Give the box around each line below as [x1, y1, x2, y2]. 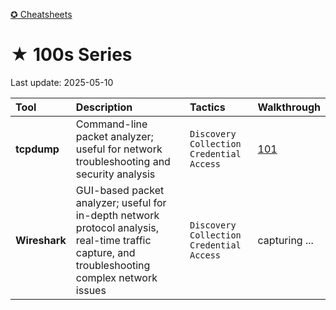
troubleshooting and [75, 154, 171, 168]
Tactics [189, 100, 226, 114]
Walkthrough [257, 100, 321, 114]
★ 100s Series [10, 44, 133, 66]
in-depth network [75, 208, 160, 222]
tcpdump [15, 142, 60, 156]
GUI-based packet [75, 183, 165, 197]
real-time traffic [75, 233, 152, 247]
